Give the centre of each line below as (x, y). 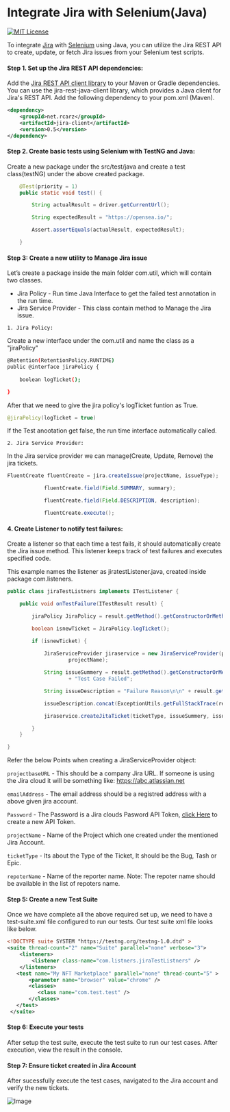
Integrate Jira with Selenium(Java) (107, 13)
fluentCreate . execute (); (79, 513)
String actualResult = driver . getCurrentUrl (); (101, 205)
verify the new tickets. (38, 1088)
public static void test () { (61, 193)
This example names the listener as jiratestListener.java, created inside (107, 572)
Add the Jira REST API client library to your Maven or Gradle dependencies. (114, 83)
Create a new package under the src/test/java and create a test (97, 167)
